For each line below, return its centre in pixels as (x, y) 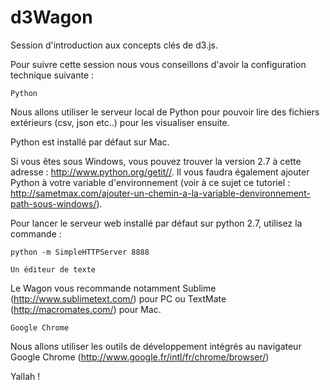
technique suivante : (52, 75)
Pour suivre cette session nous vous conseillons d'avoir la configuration (158, 64)
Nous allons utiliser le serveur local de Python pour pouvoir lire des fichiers (165, 112)
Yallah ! (25, 376)
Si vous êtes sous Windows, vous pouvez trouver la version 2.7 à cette (156, 161)
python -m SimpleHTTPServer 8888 (80, 252)
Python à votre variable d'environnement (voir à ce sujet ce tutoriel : (150, 182)
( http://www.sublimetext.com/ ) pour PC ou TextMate (118, 298)
